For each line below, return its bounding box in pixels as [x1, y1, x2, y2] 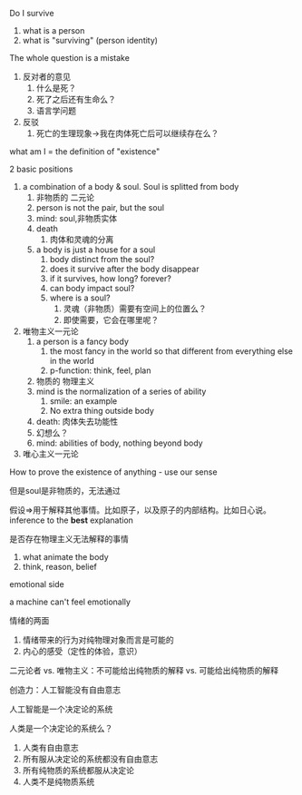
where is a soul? [49, 292, 111, 303]
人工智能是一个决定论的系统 [9, 703, 113, 714]
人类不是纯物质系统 [22, 776, 95, 787]
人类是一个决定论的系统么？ [9, 723, 113, 733]
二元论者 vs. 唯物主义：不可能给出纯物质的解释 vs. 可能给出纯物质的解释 [9, 665, 279, 675]
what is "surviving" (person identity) [22, 35, 159, 45]
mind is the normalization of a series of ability [35, 386, 207, 397]
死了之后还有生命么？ [35, 94, 116, 104]
